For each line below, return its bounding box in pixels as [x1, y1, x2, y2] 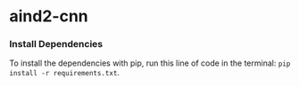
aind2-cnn [9, 6, 88, 27]
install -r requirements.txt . [9, 67, 120, 78]
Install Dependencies [9, 38, 104, 51]
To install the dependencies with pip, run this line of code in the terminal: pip [9, 58, 291, 68]
